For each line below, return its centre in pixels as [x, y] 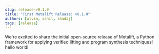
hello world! [17, 47]
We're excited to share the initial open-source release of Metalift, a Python [80, 37]
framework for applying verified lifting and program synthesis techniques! [79, 42]
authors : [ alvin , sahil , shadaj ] [39, 18]
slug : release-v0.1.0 [27, 9]
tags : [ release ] [21, 23]
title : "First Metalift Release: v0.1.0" [48, 14]
